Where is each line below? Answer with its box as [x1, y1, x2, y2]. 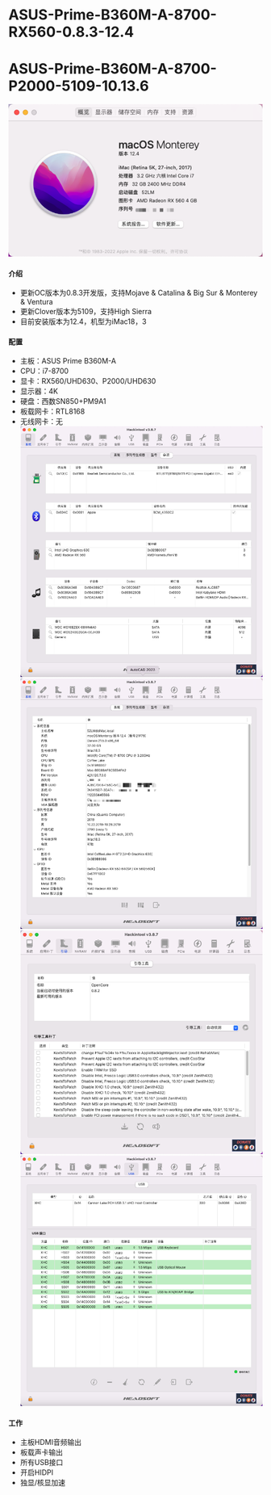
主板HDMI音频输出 [19, 1438, 82, 1447]
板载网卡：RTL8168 [19, 406, 85, 417]
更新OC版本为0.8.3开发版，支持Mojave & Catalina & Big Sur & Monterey [19, 288, 258, 298]
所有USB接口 [19, 1458, 64, 1468]
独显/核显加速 [19, 1478, 66, 1488]
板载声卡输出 [19, 1447, 63, 1457]
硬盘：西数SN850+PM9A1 [19, 397, 106, 406]
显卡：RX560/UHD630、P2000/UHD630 [19, 376, 156, 386]
